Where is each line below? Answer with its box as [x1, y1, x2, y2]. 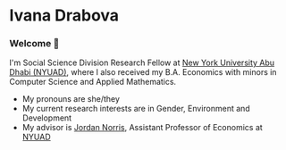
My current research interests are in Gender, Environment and [21, 104, 250, 114]
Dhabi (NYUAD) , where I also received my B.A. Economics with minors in [9, 67, 277, 78]
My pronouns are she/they [21, 94, 121, 104]
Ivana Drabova [9, 5, 119, 26]
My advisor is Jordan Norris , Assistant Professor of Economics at [21, 122, 264, 133]
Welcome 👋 [9, 37, 60, 50]
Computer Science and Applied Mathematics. [9, 77, 177, 87]
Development [21, 112, 72, 123]
